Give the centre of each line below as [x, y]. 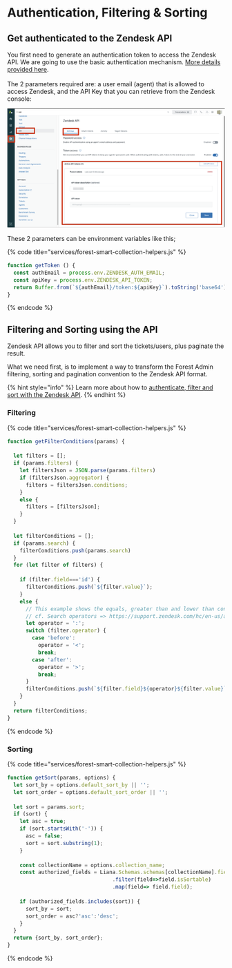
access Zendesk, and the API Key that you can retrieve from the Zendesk [111, 91]
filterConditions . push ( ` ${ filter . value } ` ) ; [89, 587]
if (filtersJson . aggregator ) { [65, 478]
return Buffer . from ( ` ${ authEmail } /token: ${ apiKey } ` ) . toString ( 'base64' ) [120, 287]
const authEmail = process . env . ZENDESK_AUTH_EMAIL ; [89, 273]
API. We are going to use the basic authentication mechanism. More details [114, 62]
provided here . [28, 69]
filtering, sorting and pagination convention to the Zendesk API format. [107, 374]
